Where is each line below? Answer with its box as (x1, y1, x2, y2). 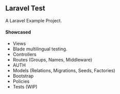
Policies (12, 78, 30, 84)
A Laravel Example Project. (5, 17, 63, 23)
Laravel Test (5, 4, 45, 13)
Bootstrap (12, 73, 34, 79)
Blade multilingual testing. (12, 46, 68, 52)
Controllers (12, 51, 37, 57)
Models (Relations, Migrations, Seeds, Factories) (12, 68, 115, 74)
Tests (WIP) (12, 84, 37, 90)
